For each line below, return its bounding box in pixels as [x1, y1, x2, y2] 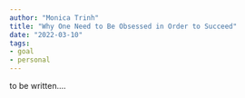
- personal [9, 55, 51, 64]
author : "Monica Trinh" [9, 13, 100, 23]
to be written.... [9, 81, 66, 91]
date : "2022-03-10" [9, 30, 83, 39]
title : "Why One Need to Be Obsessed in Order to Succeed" [9, 22, 238, 31]
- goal [9, 47, 34, 56]
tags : [9, 38, 30, 48]
